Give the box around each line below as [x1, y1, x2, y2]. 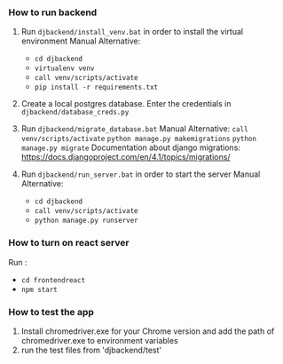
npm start [20, 285, 59, 294]
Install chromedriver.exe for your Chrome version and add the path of [20, 326, 275, 336]
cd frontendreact [20, 275, 86, 285]
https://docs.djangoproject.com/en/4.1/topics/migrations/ [20, 152, 231, 162]
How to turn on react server [8, 237, 130, 249]
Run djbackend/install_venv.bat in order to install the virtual [20, 27, 244, 37]
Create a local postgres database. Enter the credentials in [20, 99, 232, 109]
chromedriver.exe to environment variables [20, 335, 178, 345]
